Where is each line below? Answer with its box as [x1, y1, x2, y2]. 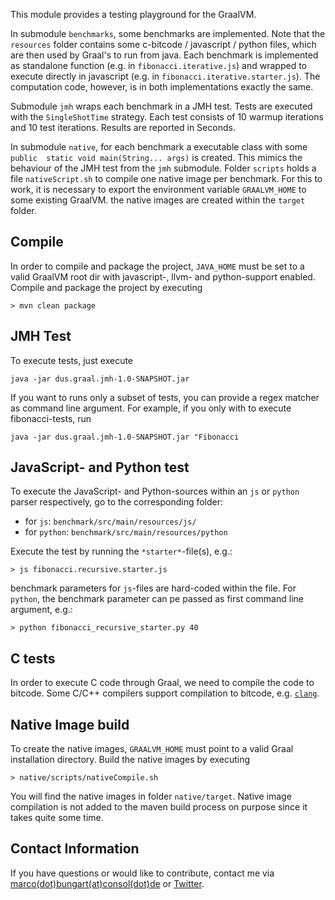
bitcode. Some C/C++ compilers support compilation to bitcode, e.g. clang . [10, 687, 320, 699]
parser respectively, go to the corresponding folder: [10, 496, 224, 508]
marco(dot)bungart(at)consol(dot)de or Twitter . [10, 877, 205, 889]
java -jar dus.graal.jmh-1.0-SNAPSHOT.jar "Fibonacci [10, 432, 240, 442]
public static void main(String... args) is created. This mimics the [10, 152, 303, 163]
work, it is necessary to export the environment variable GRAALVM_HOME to [10, 184, 307, 195]
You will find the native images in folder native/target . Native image [10, 790, 292, 803]
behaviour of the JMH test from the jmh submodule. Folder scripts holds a [10, 162, 317, 174]
